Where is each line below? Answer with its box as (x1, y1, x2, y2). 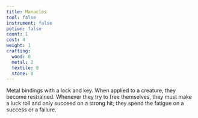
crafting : (6, 48, 31, 54)
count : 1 (6, 31, 28, 37)
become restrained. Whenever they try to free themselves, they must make (6, 93, 193, 101)
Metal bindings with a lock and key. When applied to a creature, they (6, 87, 176, 94)
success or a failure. (6, 106, 57, 113)
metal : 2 (11, 59, 34, 65)
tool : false (6, 14, 36, 20)
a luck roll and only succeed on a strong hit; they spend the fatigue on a (6, 100, 184, 107)
